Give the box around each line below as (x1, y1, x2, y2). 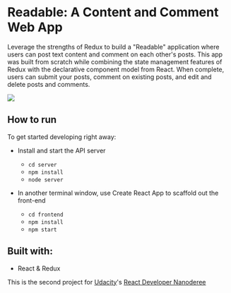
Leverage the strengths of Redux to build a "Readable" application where (7, 42, 220, 51)
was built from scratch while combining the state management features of (7, 57, 223, 66)
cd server (28, 161, 58, 168)
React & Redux (17, 264, 61, 273)
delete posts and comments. (7, 80, 90, 88)
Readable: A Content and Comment (7, 4, 219, 20)
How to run (7, 114, 57, 126)
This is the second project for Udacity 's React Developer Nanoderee (7, 277, 206, 286)
